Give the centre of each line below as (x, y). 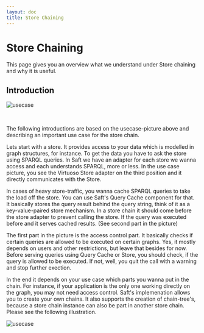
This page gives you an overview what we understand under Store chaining (101, 65)
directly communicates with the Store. (54, 179)
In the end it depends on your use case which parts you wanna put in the (98, 280)
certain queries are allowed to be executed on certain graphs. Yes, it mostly (101, 242)
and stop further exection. (39, 268)
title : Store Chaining (35, 18)
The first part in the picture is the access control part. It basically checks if (100, 235)
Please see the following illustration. (51, 312)
